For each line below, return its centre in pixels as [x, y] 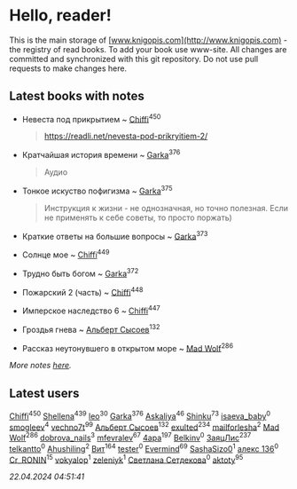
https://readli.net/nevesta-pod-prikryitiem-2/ [126, 136]
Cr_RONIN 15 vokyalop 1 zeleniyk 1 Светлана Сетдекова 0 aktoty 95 [126, 459]
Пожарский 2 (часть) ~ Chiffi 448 [82, 291]
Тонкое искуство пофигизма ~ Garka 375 [97, 190]
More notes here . [41, 366]
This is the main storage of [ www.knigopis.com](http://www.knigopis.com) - [148, 40]
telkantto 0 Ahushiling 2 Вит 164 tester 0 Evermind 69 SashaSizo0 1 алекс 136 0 [144, 448]
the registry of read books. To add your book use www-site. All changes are [148, 49]
